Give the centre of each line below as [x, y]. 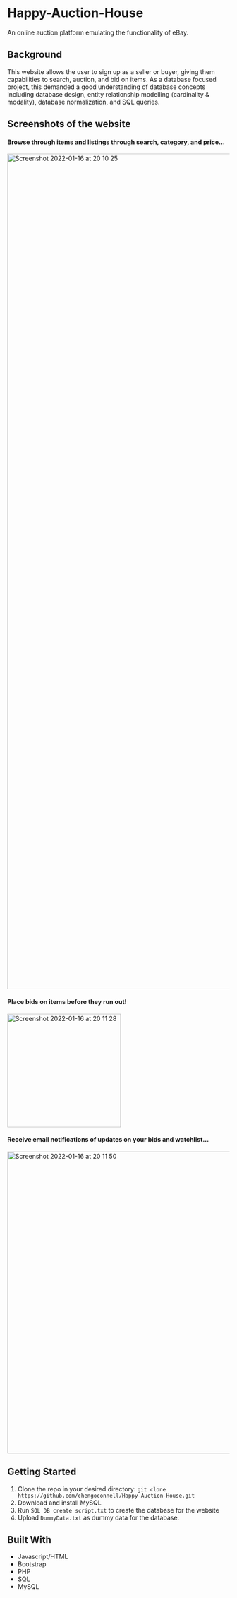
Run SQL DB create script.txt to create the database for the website [119, 1510]
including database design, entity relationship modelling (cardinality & [109, 94]
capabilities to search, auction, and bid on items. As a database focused [112, 79]
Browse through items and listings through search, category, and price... [116, 142]
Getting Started [42, 1472]
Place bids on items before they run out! [67, 1001]
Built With [29, 1540]
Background [35, 55]
